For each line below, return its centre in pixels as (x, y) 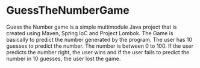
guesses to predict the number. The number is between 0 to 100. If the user (100, 46)
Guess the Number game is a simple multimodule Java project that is (92, 27)
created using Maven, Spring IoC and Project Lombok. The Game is (90, 33)
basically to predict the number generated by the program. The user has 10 (99, 39)
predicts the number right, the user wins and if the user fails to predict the (98, 52)
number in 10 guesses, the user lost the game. (64, 58)
